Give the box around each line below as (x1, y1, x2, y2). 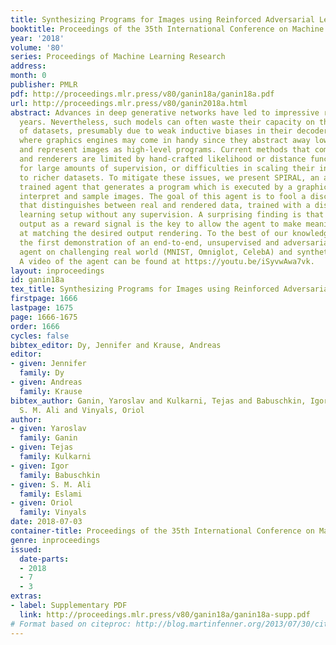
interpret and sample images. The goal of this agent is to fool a (19, 191, 307, 201)
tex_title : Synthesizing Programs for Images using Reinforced (10, 284, 280, 295)
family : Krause (19, 386, 83, 396)
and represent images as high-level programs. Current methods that (19, 145, 311, 155)
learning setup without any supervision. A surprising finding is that (19, 210, 325, 220)
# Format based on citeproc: (10, 619, 132, 629)
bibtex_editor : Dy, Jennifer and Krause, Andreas (10, 340, 222, 350)
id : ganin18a (10, 275, 65, 285)
